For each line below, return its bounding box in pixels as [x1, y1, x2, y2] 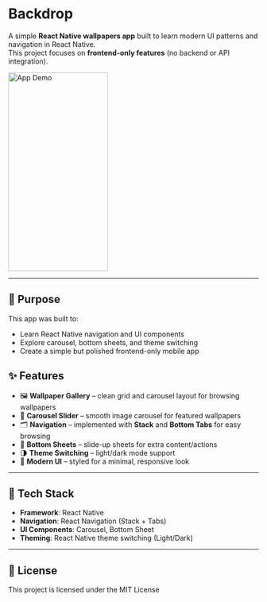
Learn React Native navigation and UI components [19, 329, 185, 339]
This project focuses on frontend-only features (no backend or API [8, 48, 230, 57]
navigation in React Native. [8, 39, 96, 49]
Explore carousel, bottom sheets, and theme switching [19, 337, 199, 347]
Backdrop [8, 5, 74, 23]
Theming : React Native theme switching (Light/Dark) [19, 534, 193, 543]
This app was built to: [8, 313, 79, 323]
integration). [8, 56, 48, 66]
